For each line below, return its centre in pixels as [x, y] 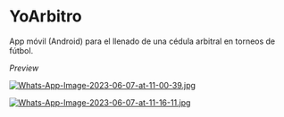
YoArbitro [46, 17]
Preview [24, 68]
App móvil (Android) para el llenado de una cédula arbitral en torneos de [142, 41]
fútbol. [21, 50]
